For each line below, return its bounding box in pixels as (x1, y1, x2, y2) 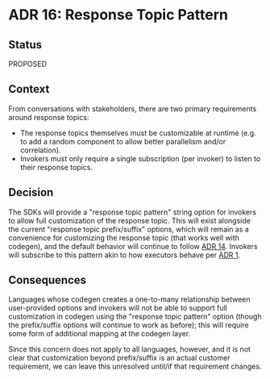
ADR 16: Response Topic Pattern (8, 6, 228, 24)
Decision (8, 185, 54, 199)
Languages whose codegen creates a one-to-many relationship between (8, 294, 251, 304)
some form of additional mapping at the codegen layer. (8, 329, 191, 339)
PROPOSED (8, 59, 47, 69)
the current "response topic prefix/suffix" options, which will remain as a (8, 224, 250, 234)
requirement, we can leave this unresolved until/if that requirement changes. (8, 361, 262, 372)
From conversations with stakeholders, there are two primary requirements (8, 103, 257, 114)
